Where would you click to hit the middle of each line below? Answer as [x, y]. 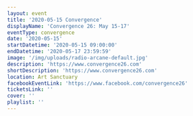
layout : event [27, 13]
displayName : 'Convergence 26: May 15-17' [68, 26]
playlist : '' [26, 102]
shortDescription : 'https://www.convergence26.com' [82, 70]
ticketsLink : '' [30, 89]
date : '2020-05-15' [35, 39]
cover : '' [21, 96]
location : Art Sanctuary [42, 77]
